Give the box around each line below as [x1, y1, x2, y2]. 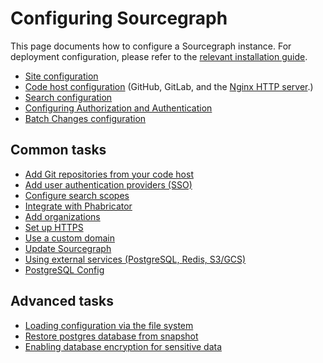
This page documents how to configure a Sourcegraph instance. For [10, 40, 292, 52]
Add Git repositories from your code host [24, 168, 194, 180]
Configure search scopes [24, 189, 130, 201]
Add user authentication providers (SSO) [24, 178, 193, 191]
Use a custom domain [24, 232, 115, 244]
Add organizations [24, 210, 101, 222]
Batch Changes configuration [24, 112, 147, 124]
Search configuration [24, 91, 113, 103]
